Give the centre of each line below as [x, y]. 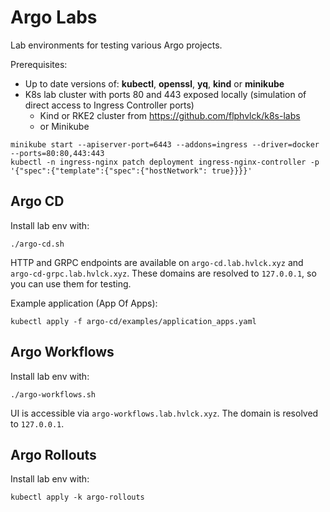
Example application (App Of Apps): [84, 303]
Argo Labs [54, 17]
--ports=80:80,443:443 [57, 153]
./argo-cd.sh [37, 244]
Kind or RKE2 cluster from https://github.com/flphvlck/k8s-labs [170, 115]
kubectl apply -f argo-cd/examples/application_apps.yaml [133, 321]
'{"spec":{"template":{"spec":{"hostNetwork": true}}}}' [131, 171]
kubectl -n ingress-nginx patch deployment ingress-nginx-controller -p [165, 162]
